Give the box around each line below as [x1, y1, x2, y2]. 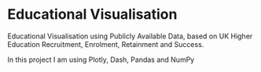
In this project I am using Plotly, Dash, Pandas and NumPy [7, 55, 195, 64]
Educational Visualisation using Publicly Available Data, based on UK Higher [7, 31, 253, 41]
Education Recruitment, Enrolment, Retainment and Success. [7, 39, 204, 49]
